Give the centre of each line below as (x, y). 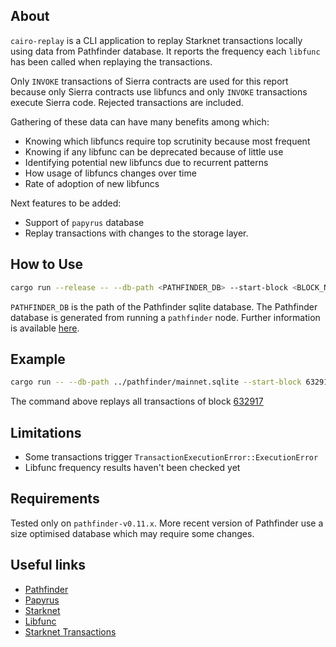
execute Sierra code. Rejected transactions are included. (127, 102)
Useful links (48, 565)
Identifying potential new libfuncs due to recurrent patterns (146, 162)
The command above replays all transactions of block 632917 (137, 401)
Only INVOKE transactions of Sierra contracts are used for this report (149, 81)
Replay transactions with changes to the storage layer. (136, 233)
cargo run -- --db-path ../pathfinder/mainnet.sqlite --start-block (156, 382)
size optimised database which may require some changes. (132, 533)
